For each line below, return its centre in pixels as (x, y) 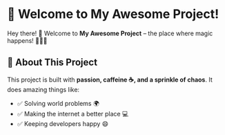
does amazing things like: (43, 89)
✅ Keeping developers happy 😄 (63, 123)
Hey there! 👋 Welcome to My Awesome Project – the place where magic (110, 33)
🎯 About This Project (52, 63)
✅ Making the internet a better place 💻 (73, 114)
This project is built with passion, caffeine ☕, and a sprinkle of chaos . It (110, 80)
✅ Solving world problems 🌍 (58, 103)
